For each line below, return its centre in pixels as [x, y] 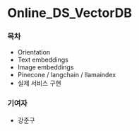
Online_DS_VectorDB [70, 13]
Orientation [34, 52]
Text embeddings [43, 60]
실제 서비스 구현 [39, 84]
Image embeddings [46, 67]
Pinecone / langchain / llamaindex [67, 75]
